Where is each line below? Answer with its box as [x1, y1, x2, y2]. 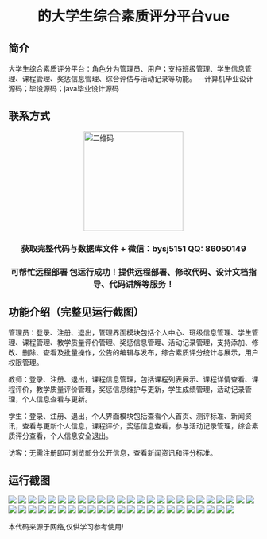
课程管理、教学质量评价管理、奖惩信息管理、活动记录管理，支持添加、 [21, 338, 252, 347]
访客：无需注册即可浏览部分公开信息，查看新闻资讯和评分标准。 [8, 448, 217, 458]
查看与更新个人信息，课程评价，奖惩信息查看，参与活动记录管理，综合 [21, 421, 252, 431]
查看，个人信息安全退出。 [29, 431, 113, 441]
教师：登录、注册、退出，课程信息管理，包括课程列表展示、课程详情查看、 [8, 374, 252, 384]
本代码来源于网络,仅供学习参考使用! [8, 522, 125, 532]
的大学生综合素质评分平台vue [37, 7, 230, 25]
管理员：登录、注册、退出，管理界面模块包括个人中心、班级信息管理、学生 [8, 328, 252, 338]
